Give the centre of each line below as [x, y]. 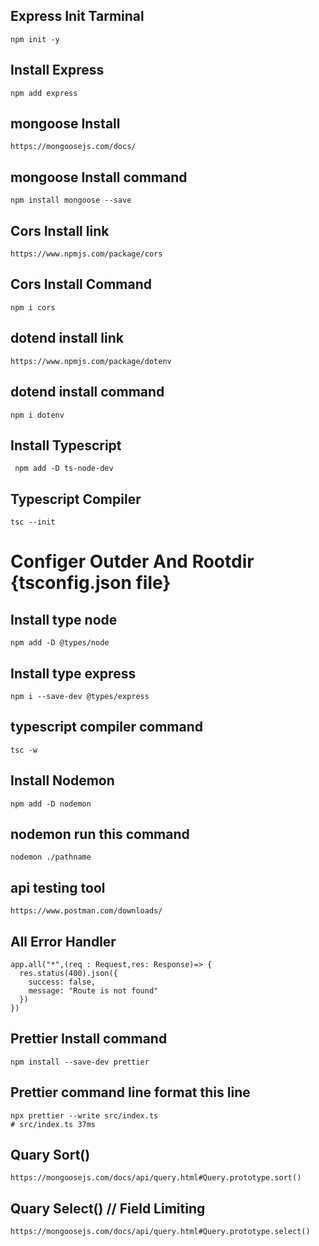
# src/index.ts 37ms [53, 1124]
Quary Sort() [50, 1155]
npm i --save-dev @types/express [80, 696]
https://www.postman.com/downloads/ [86, 911]
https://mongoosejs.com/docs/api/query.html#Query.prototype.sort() [156, 1178]
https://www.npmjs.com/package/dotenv [91, 361]
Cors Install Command [81, 284]
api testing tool [58, 887]
